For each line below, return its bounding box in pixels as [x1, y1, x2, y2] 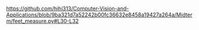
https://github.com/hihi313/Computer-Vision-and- [6, 5, 129, 12]
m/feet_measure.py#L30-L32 [6, 18, 79, 24]
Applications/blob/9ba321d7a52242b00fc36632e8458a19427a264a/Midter [6, 11, 193, 18]
